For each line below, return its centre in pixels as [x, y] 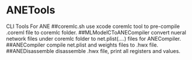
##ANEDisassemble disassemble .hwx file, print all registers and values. [93, 51]
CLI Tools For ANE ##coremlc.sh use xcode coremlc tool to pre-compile [93, 26]
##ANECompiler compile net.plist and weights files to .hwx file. [82, 45]
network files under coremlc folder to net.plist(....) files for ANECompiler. [94, 38]
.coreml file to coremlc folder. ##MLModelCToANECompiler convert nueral [96, 32]
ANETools [31, 10]
